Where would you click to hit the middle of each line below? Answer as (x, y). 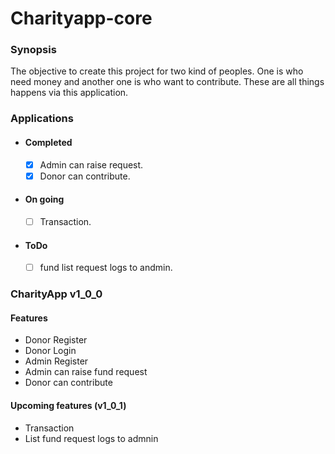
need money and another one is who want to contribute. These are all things (167, 82)
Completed (48, 142)
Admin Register (56, 361)
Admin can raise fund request (86, 372)
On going (44, 199)
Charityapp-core (81, 18)
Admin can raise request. (91, 164)
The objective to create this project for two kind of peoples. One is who (157, 71)
